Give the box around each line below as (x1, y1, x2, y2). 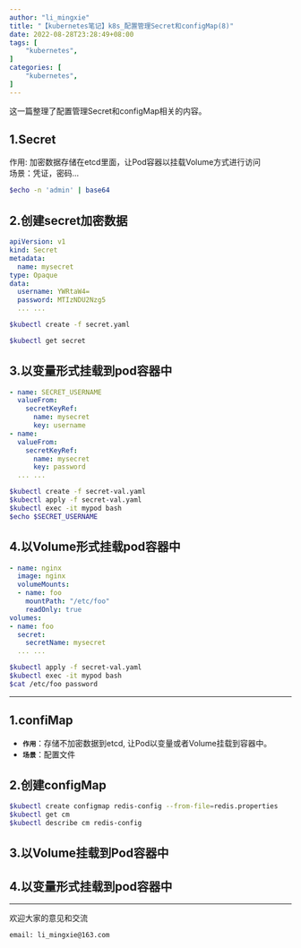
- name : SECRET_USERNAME (9, 387, 102, 397)
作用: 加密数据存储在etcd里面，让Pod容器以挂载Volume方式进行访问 (9, 157, 262, 168)
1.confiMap (9, 713, 73, 728)
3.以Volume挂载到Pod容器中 (9, 846, 169, 861)
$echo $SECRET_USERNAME (9, 512, 99, 521)
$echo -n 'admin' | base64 (9, 185, 110, 195)
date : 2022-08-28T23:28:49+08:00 (9, 30, 134, 39)
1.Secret (9, 132, 56, 148)
